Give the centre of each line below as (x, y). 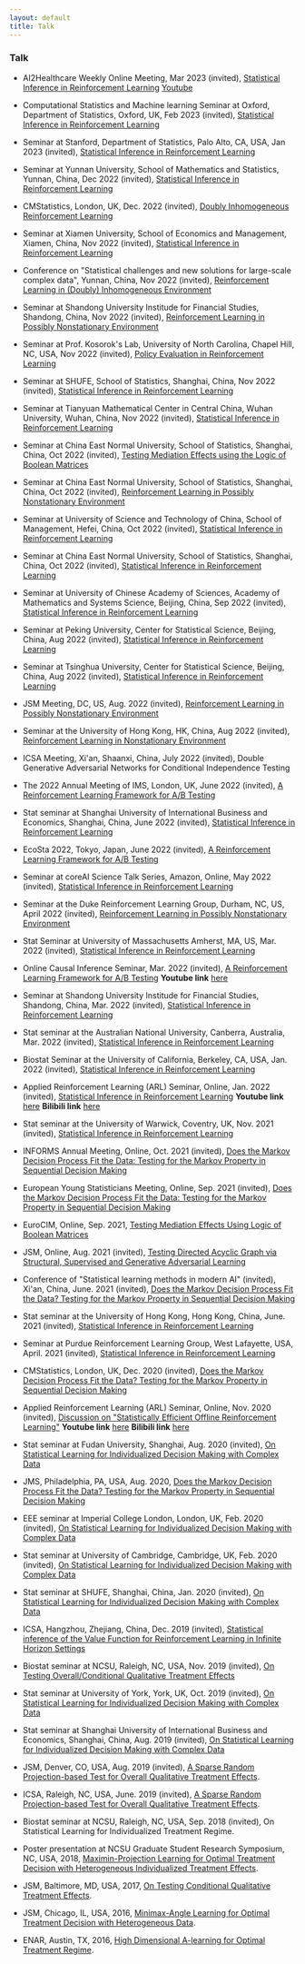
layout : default (40, 18)
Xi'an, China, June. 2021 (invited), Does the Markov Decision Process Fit (158, 1289)
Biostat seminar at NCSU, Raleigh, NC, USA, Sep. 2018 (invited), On (148, 1821)
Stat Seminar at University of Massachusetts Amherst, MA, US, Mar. (149, 940)
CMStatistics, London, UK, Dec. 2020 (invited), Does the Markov (143, 1370)
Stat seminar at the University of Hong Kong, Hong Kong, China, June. (154, 1316)
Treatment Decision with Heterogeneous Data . (109, 1922)
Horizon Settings (54, 1648)
